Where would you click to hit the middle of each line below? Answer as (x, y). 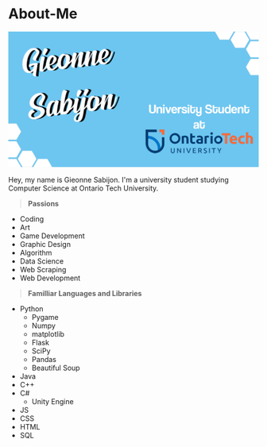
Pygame (45, 318)
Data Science (42, 261)
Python (31, 309)
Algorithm (36, 253)
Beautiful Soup (56, 368)
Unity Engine (52, 402)
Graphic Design (45, 245)
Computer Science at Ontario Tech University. (83, 188)
